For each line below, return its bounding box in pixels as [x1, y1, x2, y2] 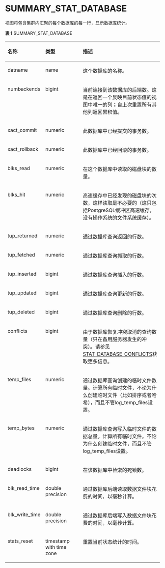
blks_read [7, 165, 30, 171]
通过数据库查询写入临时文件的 [82, 426, 152, 432]
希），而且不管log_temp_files [82, 399, 148, 406]
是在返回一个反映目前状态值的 [82, 94, 152, 101]
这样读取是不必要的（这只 [92, 199, 152, 206]
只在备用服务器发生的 [92, 336, 142, 342]
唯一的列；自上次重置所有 [92, 101, 152, 108]
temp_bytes [7, 425, 35, 431]
